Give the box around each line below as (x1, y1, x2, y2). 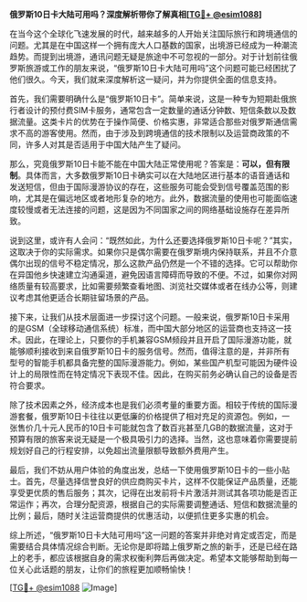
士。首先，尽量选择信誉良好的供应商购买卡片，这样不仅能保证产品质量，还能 (9, 476, 298, 487)
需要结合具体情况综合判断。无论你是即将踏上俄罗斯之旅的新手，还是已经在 (9, 541, 290, 552)
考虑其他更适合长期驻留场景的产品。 (16, 292, 153, 302)
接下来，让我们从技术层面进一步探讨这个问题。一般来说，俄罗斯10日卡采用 (9, 312, 291, 322)
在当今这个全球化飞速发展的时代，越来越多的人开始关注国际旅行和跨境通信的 (9, 28, 298, 39)
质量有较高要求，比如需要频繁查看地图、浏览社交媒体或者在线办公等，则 (16, 280, 290, 291)
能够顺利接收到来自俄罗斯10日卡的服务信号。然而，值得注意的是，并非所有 (9, 346, 291, 356)
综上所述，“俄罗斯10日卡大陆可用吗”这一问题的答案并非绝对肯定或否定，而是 (9, 530, 297, 540)
